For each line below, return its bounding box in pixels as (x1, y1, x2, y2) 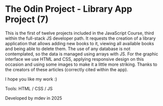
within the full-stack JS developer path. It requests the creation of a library (5, 35, 156, 41)
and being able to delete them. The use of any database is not (5, 46, 131, 52)
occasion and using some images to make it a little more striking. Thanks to (5, 61, 158, 67)
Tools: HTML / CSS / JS (5, 85, 53, 91)
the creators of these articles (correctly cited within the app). (5, 66, 129, 72)
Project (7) (5, 14, 49, 25)
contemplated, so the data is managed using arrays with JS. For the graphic (5, 51, 159, 57)
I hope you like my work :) (5, 76, 57, 82)
